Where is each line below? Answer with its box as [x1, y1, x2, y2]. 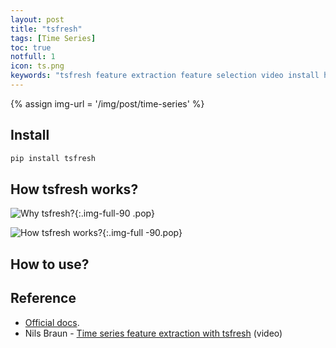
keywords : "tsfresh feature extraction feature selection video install [10, 71, 320, 81]
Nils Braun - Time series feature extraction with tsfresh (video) [24, 327, 283, 339]
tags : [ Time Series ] [10, 33, 97, 43]
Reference [10, 290, 77, 307]
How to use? [10, 256, 90, 273]
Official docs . [24, 316, 80, 328]
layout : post [10, 14, 65, 25]
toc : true [10, 42, 52, 53]
